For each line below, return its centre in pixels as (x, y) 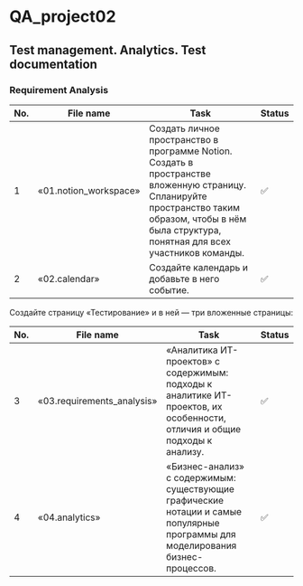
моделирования (202, 545)
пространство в (184, 139)
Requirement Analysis (59, 90)
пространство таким (194, 207)
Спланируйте (178, 196)
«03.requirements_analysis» (97, 401)
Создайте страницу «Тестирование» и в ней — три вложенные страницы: (151, 312)
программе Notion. (190, 151)
